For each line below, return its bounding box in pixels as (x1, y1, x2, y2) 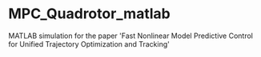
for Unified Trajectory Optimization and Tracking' (8, 39, 170, 48)
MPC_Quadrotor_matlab (8, 5, 171, 23)
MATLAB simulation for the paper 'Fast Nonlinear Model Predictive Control (8, 31, 254, 40)
